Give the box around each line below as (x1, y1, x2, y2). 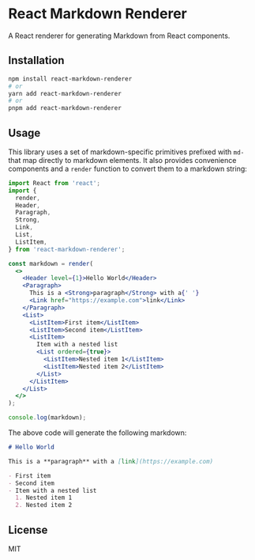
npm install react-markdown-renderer (8, 74, 133, 83)
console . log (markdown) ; (8, 414, 87, 422)
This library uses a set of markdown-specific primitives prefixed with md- (8, 147, 245, 157)
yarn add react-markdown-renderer (8, 89, 122, 97)
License (8, 523, 48, 536)
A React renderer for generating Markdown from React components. (8, 31, 231, 40)
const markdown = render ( (8, 259, 93, 267)
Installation (8, 54, 65, 67)
